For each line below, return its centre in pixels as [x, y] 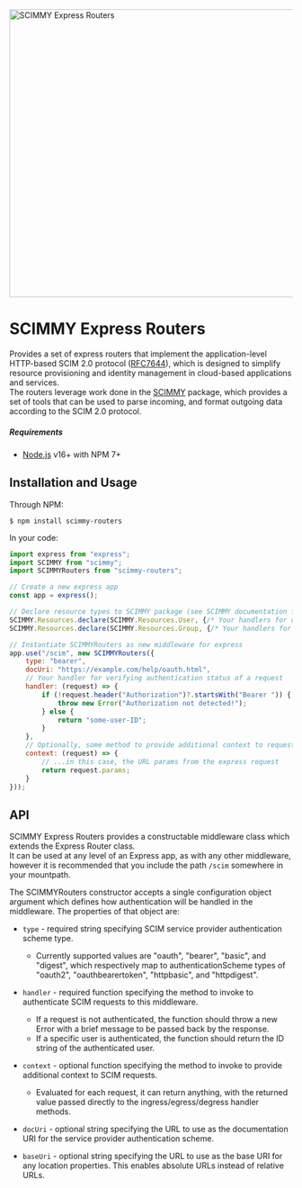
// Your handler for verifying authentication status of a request [154, 679]
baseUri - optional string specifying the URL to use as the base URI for [152, 1156]
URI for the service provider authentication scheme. [118, 1138]
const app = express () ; [54, 596]
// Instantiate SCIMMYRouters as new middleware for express [126, 644]
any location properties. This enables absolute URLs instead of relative [153, 1165]
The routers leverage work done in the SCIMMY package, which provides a [148, 391]
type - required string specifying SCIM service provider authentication [152, 929]
